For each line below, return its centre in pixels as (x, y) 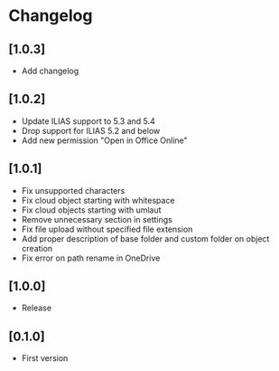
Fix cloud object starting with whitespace (98, 200)
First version (45, 358)
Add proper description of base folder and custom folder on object (145, 238)
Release (36, 308)
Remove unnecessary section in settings (97, 219)
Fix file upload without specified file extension (107, 229)
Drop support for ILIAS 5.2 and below (91, 130)
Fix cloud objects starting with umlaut (91, 210)
